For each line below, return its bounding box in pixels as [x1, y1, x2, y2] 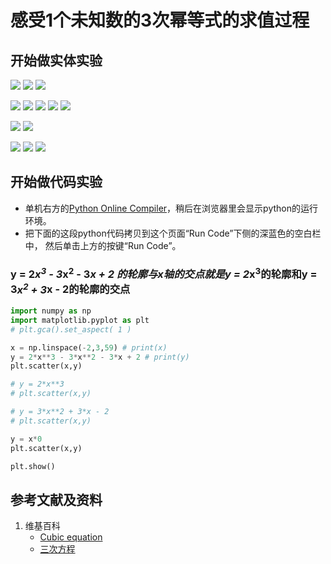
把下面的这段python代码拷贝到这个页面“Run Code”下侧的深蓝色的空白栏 [24, 227, 322, 239]
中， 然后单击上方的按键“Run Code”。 [24, 239, 182, 251]
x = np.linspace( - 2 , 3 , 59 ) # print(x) [10, 342, 168, 353]
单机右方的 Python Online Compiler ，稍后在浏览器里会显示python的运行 [24, 202, 318, 214]
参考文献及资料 [10, 491, 103, 508]
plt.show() [10, 461, 56, 471]
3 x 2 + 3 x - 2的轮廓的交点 [10, 281, 131, 296]
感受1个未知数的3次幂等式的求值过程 [10, 9, 310, 32]
